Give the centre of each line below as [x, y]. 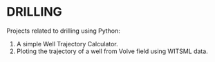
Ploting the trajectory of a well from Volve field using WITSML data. [112, 51]
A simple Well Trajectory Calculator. [67, 44]
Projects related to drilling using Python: [63, 31]
